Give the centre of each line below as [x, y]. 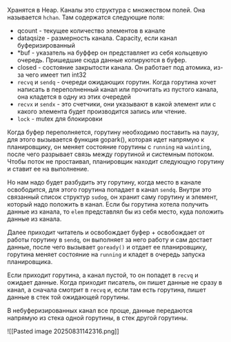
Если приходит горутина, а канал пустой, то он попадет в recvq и [103, 275]
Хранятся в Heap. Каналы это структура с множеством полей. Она [106, 10]
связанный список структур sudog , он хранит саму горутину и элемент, [113, 197]
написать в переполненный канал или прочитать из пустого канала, [118, 89]
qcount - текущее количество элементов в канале [91, 31]
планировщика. [30, 262]
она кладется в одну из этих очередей [74, 97]
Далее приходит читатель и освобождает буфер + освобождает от [106, 232]
